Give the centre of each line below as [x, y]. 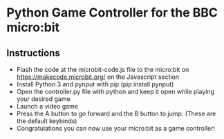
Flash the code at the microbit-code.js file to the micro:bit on [103, 69]
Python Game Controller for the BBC [112, 13]
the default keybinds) [47, 121]
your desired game [43, 99]
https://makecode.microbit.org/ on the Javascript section [98, 77]
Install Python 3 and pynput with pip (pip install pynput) [95, 84]
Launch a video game [47, 106]
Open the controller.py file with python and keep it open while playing [115, 92]
